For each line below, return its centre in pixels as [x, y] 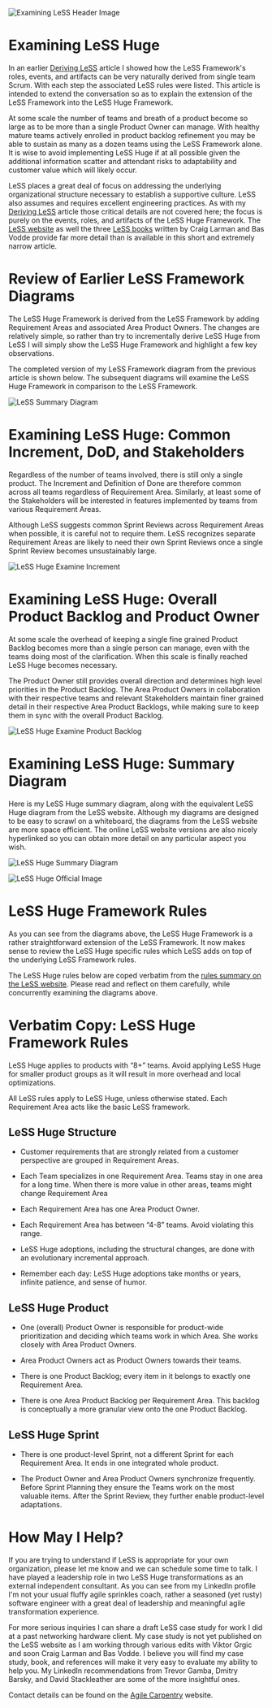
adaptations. [41, 1504]
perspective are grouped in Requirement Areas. [99, 1160]
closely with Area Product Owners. [78, 1345]
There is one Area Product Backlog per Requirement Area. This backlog [140, 1401]
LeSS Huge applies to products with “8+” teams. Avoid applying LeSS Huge [135, 1065]
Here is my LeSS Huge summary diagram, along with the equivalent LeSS [131, 804]
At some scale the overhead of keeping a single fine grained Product [123, 639]
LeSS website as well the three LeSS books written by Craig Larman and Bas [136, 228]
